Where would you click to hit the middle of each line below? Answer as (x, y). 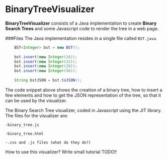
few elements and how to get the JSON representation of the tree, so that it (83, 95)
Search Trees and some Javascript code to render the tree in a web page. (82, 28)
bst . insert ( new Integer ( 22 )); (46, 61)
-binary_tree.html (24, 134)
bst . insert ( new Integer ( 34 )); (46, 57)
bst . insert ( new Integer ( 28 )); (46, 66)
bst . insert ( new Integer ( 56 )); (46, 71)
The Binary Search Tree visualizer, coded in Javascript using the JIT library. (83, 110)
